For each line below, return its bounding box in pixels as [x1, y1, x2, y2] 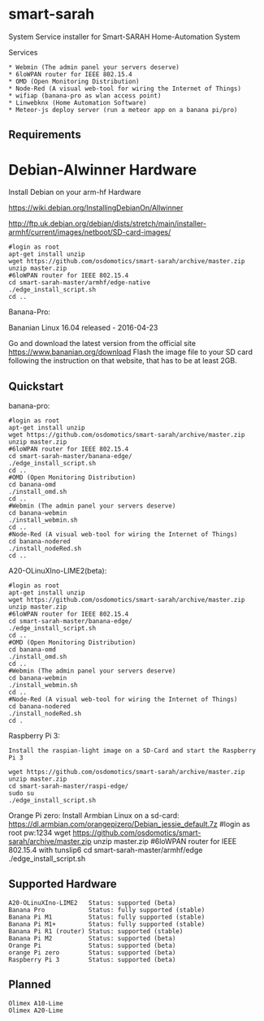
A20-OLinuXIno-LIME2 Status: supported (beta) [8, 898, 176, 906]
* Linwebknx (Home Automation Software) [8, 98, 148, 106]
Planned [8, 978, 51, 992]
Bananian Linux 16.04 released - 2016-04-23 [8, 322, 158, 333]
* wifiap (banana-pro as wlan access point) [8, 91, 162, 100]
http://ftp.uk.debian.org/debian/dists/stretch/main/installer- [8, 218, 207, 228]
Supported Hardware [8, 877, 118, 891]
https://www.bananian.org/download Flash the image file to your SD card [8, 347, 253, 357]
